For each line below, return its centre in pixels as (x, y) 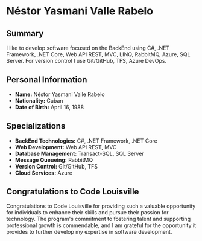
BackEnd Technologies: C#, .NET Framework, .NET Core (86, 141)
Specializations (36, 126)
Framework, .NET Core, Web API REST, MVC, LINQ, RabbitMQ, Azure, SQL (98, 54)
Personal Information (47, 80)
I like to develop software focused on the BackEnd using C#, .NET (88, 48)
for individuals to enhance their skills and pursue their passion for (87, 213)
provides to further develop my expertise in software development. (89, 232)
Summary (25, 34)
